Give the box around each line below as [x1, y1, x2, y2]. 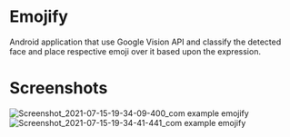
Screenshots [9, 78, 108, 99]
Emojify [9, 6, 68, 27]
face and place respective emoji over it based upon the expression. [9, 45, 262, 56]
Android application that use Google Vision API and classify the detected [9, 36, 282, 47]
